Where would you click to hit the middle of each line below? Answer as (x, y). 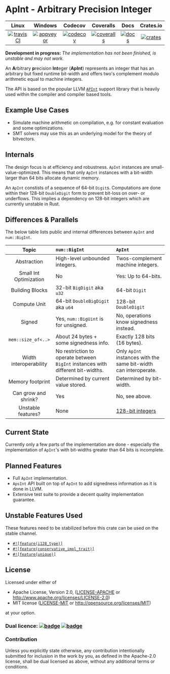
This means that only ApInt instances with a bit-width (97, 172)
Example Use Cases (37, 110)
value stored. (71, 385)
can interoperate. (136, 371)
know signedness (137, 322)
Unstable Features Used (44, 516)
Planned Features (34, 466)
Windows (45, 25)
